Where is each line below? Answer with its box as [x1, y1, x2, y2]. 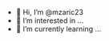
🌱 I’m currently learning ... [15, 24, 102, 33]
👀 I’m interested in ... [15, 16, 84, 25]
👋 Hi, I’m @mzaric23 [15, 8, 84, 17]
